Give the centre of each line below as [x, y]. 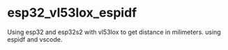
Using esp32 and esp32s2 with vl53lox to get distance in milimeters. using [114, 32]
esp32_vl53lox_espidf [72, 13]
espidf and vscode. [35, 39]
